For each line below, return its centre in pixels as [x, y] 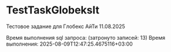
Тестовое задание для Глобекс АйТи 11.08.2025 [66, 26]
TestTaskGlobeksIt [53, 10]
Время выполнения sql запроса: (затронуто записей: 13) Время [86, 37]
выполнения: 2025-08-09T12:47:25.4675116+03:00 [70, 44]
